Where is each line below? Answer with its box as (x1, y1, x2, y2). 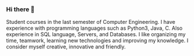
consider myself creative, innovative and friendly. (6, 43, 126, 50)
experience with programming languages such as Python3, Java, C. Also (6, 24, 183, 32)
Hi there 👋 (6, 5, 35, 13)
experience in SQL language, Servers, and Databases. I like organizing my (6, 31, 186, 38)
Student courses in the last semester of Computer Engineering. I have (6, 19, 176, 26)
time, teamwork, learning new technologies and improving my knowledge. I (6, 37, 189, 44)
